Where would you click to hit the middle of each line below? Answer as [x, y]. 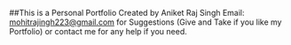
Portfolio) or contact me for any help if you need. [98, 31]
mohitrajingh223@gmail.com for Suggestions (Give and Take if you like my [145, 22]
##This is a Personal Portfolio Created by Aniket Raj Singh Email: [127, 13]
